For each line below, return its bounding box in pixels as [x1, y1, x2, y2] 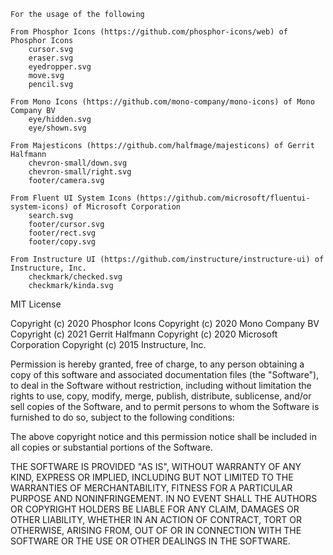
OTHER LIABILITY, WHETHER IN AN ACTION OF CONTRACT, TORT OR [10, 514, 302, 525]
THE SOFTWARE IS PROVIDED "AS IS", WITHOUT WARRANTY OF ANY [10, 461, 302, 472]
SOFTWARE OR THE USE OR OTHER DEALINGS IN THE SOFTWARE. [10, 535, 291, 547]
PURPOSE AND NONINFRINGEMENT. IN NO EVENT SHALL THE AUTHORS [10, 493, 318, 504]
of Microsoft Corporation [73, 202, 182, 212]
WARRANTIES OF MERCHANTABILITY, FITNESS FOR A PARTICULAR [10, 482, 293, 494]
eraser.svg [28, 53, 74, 63]
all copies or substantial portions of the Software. [10, 441, 213, 453]
